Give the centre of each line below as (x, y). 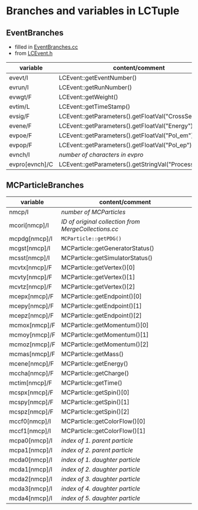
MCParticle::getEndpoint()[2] (101, 315)
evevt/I (19, 78)
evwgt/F (21, 97)
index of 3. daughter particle (100, 479)
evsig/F (19, 116)
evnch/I (20, 155)
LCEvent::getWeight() (88, 97)
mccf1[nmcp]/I (30, 431)
